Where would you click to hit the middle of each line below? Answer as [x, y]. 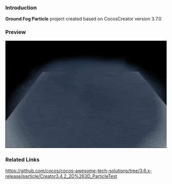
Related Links [23, 159]
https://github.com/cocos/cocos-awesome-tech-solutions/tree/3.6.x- [79, 171]
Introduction [21, 8]
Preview [16, 32]
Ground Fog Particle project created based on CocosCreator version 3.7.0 [83, 19]
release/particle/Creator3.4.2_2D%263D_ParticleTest [61, 176]
